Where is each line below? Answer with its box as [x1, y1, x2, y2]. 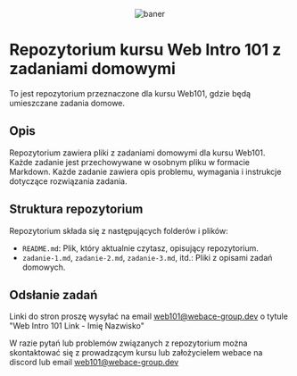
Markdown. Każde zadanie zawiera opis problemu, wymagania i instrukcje [9, 166, 282, 177]
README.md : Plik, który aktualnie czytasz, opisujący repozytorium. [21, 242, 259, 254]
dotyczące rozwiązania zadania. [9, 175, 128, 187]
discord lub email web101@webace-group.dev [9, 357, 179, 368]
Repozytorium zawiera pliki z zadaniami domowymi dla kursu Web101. [9, 147, 266, 158]
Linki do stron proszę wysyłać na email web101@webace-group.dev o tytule [9, 311, 288, 322]
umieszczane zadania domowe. [9, 97, 126, 108]
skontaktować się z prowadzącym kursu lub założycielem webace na [9, 347, 263, 358]
